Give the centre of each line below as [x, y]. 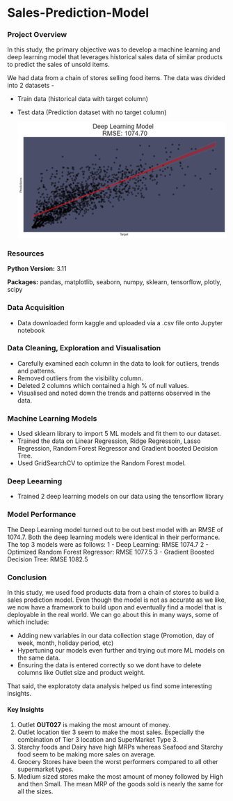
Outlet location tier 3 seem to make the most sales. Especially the [111, 732]
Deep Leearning [35, 481]
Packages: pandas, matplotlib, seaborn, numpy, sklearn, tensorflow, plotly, [114, 282]
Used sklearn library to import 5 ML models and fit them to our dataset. [119, 434]
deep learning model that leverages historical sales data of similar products [115, 57]
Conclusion [27, 577]
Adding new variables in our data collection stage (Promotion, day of [115, 635]
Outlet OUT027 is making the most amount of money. [94, 725]
